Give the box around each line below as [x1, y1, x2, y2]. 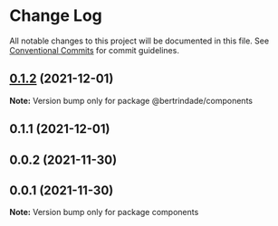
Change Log [9, 5, 102, 26]
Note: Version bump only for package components [9, 207, 199, 218]
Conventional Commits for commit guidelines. [9, 44, 179, 55]
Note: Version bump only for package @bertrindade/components [9, 95, 254, 106]
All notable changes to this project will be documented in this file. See [9, 35, 270, 46]
